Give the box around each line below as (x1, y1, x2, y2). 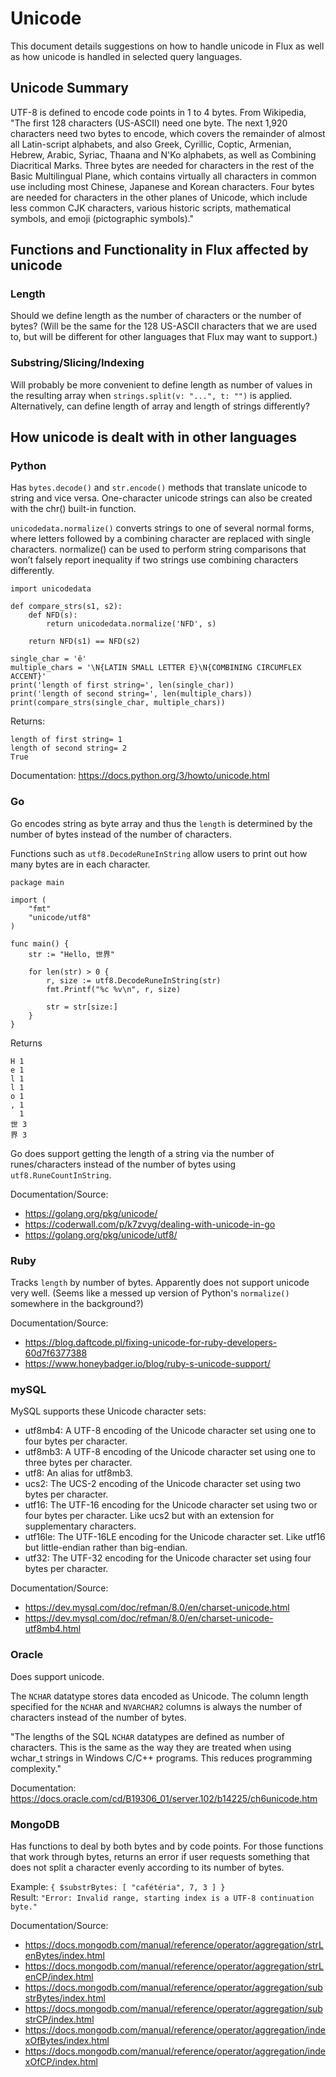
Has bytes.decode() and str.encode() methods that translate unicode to (10, 482, 308, 494)
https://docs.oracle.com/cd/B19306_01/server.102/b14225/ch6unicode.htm (10, 1792, 318, 1804)
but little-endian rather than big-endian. (24, 1542, 188, 1554)
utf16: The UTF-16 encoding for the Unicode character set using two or (24, 1499, 318, 1511)
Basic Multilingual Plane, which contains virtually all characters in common (10, 170, 317, 182)
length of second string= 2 (10, 743, 128, 754)
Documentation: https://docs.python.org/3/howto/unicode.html (10, 770, 270, 782)
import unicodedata (10, 584, 92, 594)
